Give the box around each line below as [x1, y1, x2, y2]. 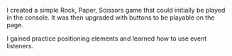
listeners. [6, 42, 33, 50]
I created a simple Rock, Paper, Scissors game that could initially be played [6, 6, 226, 14]
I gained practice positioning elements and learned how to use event [6, 34, 207, 43]
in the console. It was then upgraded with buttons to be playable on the [6, 13, 215, 22]
